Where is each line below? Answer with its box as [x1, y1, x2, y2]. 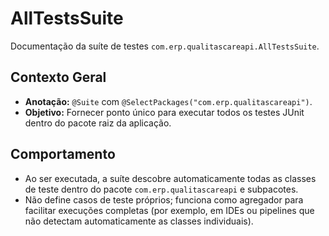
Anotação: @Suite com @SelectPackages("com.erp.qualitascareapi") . [24, 95, 313, 107]
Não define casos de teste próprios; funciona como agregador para [24, 193, 304, 206]
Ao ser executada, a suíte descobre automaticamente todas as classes [24, 172, 317, 184]
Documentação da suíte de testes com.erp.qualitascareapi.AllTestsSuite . [10, 40, 320, 52]
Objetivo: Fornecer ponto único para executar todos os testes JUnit [24, 106, 305, 118]
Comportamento [10, 146, 116, 163]
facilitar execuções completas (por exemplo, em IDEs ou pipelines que [24, 204, 315, 216]
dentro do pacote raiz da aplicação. [24, 117, 172, 129]
